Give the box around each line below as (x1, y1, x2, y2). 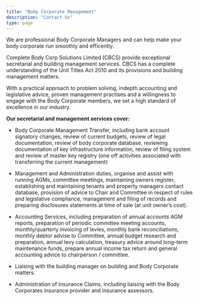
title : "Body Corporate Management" (6, 8, 97, 15)
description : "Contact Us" (6, 14, 73, 20)
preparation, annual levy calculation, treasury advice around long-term (14, 239, 188, 246)
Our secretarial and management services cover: (6, 115, 130, 122)
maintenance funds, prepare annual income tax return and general (14, 245, 178, 252)
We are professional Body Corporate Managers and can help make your (6, 36, 182, 44)
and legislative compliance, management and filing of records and (14, 195, 177, 203)
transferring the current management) (14, 159, 108, 166)
